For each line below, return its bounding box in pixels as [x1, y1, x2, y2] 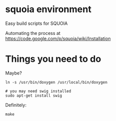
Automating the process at [5, 30, 61, 36]
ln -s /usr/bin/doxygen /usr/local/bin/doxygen [5, 79, 108, 85]
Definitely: [5, 102, 27, 108]
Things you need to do [5, 53, 101, 65]
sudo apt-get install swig [5, 93, 62, 98]
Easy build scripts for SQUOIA [5, 20, 68, 26]
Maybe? [5, 70, 22, 76]
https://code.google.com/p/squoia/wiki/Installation [5, 35, 111, 42]
